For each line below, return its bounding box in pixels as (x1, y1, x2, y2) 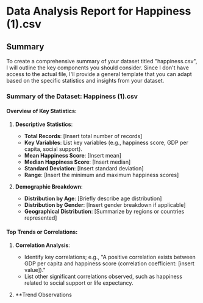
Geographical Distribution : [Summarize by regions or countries (24, 208, 185, 215)
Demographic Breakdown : (15, 183, 83, 190)
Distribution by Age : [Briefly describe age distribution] (24, 195, 162, 202)
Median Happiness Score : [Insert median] (24, 158, 131, 165)
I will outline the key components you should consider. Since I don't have (6, 64, 189, 71)
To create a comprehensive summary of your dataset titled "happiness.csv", (6, 58, 198, 64)
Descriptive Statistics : (15, 120, 73, 128)
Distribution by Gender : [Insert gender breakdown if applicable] (24, 201, 186, 209)
